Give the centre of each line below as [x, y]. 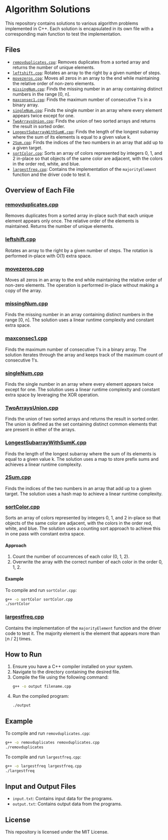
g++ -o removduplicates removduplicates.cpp [52, 742]
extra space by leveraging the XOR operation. [52, 395]
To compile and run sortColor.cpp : [41, 590]
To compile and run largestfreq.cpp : [43, 757]
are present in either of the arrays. [41, 430]
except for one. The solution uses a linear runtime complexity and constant [82, 389]
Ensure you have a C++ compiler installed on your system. [73, 667]
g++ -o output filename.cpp [42, 687]
